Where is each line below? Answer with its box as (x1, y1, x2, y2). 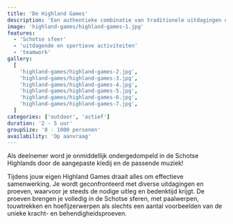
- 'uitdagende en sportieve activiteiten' (13, 42, 138, 49)
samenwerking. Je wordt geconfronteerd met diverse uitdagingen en (7, 180, 204, 188)
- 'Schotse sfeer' (13, 36, 67, 43)
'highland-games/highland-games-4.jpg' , (19, 81, 138, 88)
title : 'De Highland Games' (7, 10, 89, 17)
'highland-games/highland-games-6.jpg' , (19, 94, 138, 101)
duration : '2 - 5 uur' (7, 119, 73, 127)
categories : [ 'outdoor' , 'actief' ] (7, 113, 110, 120)
